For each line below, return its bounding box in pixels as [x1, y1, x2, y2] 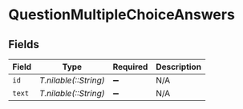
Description [156, 62, 202, 72]
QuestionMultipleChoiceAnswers [8, 6, 235, 24]
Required [112, 62, 148, 72]
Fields [8, 38, 40, 51]
